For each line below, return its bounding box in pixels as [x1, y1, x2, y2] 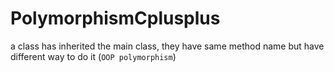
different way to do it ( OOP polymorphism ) [10, 50, 177, 62]
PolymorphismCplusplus [10, 7, 221, 30]
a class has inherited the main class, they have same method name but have [10, 40, 325, 52]
